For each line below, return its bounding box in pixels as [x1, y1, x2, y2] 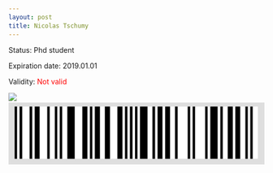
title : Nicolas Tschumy [8, 21, 89, 30]
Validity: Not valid [8, 76, 67, 86]
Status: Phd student [8, 45, 75, 54]
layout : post [8, 13, 53, 21]
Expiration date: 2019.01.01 [8, 61, 97, 71]
